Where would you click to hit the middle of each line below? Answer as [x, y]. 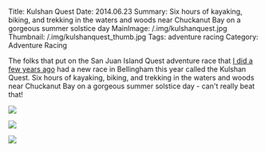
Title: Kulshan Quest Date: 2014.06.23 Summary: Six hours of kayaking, [125, 12]
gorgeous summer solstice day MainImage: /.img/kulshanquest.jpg [118, 28]
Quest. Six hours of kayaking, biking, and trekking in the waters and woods [131, 78]
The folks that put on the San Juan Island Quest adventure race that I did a [131, 60]
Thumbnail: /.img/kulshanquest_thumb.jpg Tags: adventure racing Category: [133, 37]
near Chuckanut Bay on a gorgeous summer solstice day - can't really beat [132, 86]
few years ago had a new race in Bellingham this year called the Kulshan [127, 69]
